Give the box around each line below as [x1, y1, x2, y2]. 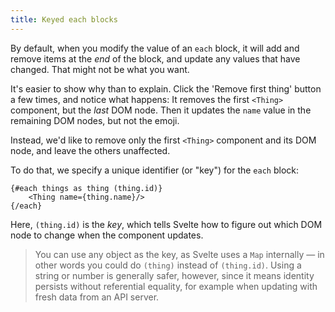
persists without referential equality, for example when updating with [34, 280, 318, 292]
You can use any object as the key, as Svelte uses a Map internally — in [34, 248, 325, 260]
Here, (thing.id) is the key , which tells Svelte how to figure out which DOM [10, 218, 323, 230]
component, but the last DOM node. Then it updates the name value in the [10, 104, 312, 116]
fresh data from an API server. [34, 291, 160, 303]
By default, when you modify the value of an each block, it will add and [10, 42, 300, 54]
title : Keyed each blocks [10, 14, 118, 25]
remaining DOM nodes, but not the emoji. [10, 114, 180, 126]
